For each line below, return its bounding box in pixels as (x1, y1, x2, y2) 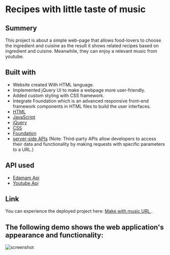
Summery (5, 24, 37, 33)
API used (5, 161, 35, 170)
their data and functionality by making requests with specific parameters (12, 141, 165, 147)
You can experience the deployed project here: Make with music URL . (5, 208, 153, 214)
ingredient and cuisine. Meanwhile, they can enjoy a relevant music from (5, 48, 157, 54)
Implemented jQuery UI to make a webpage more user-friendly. (12, 87, 146, 93)
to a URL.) (12, 146, 34, 152)
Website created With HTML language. (12, 81, 94, 87)
